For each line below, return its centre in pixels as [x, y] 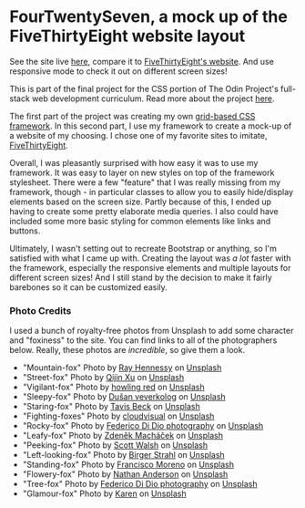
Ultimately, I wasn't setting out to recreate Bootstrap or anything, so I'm [143, 248]
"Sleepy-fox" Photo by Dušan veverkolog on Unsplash [124, 397]
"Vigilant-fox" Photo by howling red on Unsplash [113, 387]
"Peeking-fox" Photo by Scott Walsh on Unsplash [115, 445]
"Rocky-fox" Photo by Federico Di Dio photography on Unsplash [143, 426]
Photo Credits [41, 310]
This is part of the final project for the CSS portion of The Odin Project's [144, 88]
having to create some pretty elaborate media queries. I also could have [144, 211]
